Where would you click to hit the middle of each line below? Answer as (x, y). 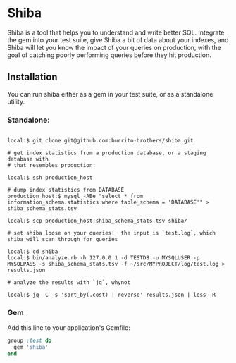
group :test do (30, 341)
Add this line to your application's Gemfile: (69, 328)
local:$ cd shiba (33, 252)
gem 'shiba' (31, 347)
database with (28, 159)
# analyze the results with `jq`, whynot (69, 283)
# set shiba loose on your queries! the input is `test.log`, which (112, 233)
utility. (16, 101)
